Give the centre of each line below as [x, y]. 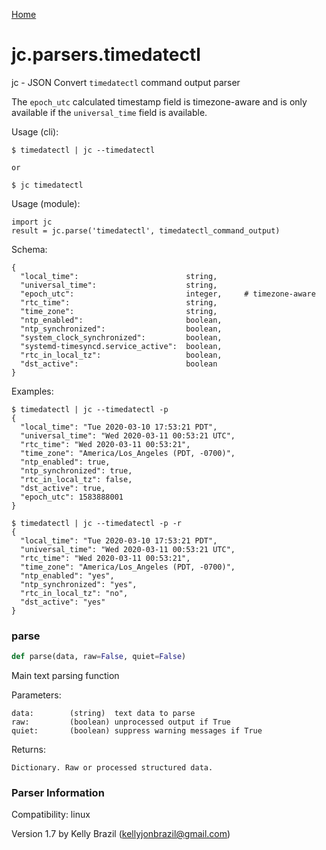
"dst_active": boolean [119, 364]
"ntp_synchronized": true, [76, 470]
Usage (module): [46, 203]
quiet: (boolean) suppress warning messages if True [137, 731]
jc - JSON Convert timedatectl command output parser [126, 82]
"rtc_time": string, [119, 302]
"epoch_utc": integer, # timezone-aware [168, 294]
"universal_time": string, [119, 285]
